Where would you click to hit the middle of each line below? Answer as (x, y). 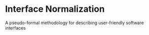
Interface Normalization (55, 9)
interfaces (16, 28)
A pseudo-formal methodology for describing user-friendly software (74, 23)
